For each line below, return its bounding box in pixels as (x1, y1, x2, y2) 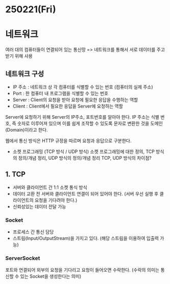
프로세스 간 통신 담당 (12, 229, 54, 235)
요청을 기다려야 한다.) (35, 197, 78, 203)
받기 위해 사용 (5, 53, 33, 59)
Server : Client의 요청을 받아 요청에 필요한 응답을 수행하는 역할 (12, 96, 138, 103)
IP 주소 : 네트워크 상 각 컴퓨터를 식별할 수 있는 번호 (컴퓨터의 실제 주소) (12, 83, 153, 90)
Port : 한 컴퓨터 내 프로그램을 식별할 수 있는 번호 (12, 90, 109, 96)
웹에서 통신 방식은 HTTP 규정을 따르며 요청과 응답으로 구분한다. (5, 137, 132, 144)
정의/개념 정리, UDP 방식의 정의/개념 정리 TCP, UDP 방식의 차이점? (18, 155, 152, 161)
